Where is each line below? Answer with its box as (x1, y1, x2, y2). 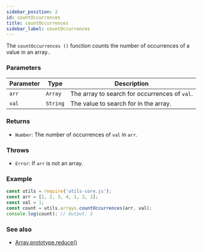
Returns (6, 117, 30, 125)
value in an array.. (6, 49, 51, 56)
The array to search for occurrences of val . (70, 89, 193, 98)
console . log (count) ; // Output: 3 (6, 210, 93, 217)
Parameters (6, 64, 41, 72)
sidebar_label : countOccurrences (6, 25, 90, 32)
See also (6, 225, 32, 233)
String (45, 100, 65, 107)
